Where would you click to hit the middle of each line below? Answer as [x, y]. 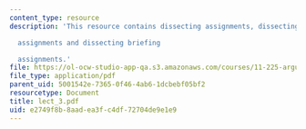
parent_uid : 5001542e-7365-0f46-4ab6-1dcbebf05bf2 [107, 84]
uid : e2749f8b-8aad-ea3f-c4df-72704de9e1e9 [93, 110]
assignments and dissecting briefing [89, 43]
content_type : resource [55, 18]
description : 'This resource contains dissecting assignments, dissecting [154, 26]
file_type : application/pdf [63, 76]
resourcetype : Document [55, 93]
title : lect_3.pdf [44, 101]
